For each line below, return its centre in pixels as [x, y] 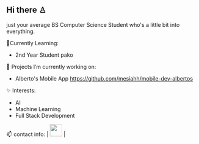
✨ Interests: [21, 90]
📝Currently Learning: [33, 43]
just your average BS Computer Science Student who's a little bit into [93, 24]
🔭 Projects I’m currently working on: [51, 67]
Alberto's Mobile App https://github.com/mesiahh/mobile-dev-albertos [104, 78]
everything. [21, 31]
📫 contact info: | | [36, 134]
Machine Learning [38, 109]
